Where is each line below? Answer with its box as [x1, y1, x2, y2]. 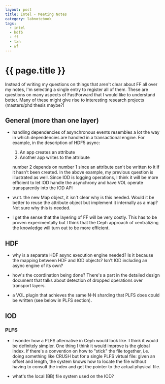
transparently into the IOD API [12, 185, 73, 191]
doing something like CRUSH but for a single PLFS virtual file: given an [12, 353, 156, 359]
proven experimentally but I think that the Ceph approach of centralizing [12, 220, 159, 226]
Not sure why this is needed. [12, 205, 70, 211]
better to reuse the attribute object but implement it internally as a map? [12, 200, 158, 206]
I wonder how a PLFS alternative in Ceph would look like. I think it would [12, 337, 159, 343]
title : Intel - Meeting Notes [5, 12, 67, 17]
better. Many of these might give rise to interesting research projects [5, 97, 144, 103]
